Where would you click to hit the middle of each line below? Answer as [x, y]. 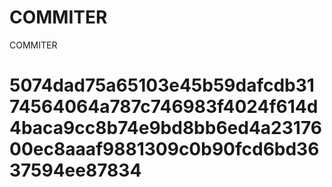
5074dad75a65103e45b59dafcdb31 [162, 85]
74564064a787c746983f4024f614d [164, 107]
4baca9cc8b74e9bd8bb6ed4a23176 [165, 128]
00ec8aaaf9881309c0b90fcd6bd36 [164, 149]
